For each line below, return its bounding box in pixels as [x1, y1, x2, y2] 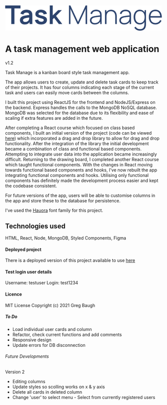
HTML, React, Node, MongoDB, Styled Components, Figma [5, 235, 127, 241]
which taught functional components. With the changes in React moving [5, 162, 153, 168]
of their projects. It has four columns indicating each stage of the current [5, 84, 154, 90]
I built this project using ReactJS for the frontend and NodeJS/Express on [5, 99, 156, 105]
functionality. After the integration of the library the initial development [5, 141, 149, 147]
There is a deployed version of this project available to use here [5, 257, 135, 263]
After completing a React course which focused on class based [5, 125, 135, 131]
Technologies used [5, 222, 66, 230]
